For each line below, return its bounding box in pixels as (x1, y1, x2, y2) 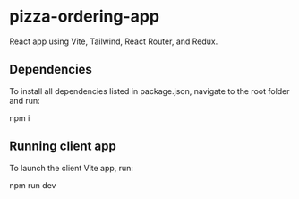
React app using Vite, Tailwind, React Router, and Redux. (9, 36, 218, 47)
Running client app (9, 139, 116, 154)
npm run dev (9, 179, 56, 190)
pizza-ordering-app (9, 6, 159, 27)
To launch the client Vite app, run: (9, 162, 134, 173)
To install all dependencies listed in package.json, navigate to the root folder (9, 85, 290, 96)
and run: (9, 95, 40, 106)
